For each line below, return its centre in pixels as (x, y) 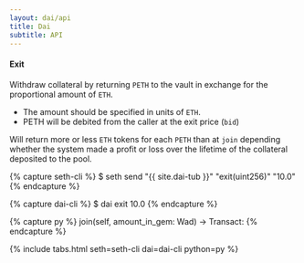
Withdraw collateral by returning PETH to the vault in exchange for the (139, 84)
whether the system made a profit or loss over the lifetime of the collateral (149, 149)
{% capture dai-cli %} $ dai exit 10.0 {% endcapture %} (114, 204)
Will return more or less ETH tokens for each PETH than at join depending (145, 139)
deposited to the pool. (51, 158)
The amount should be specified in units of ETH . (111, 111)
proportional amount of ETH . (61, 94)
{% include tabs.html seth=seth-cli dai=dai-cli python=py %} (124, 248)
